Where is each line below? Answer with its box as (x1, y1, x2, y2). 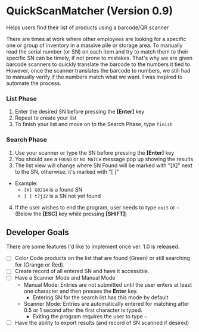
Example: (14, 180, 38, 187)
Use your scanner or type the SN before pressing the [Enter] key (14, 149, 175, 156)
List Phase (6, 94, 37, 102)
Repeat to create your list (14, 114, 77, 121)
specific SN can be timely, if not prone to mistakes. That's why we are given (6, 54, 192, 61)
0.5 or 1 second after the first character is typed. (23, 306, 143, 314)
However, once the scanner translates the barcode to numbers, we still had (6, 67, 191, 74)
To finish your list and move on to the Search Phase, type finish (14, 121, 173, 128)
